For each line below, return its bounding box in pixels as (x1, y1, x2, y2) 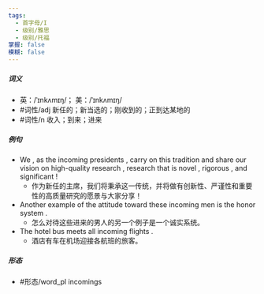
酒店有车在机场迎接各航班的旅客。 (31, 236, 143, 245)
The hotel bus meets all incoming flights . (19, 226, 154, 236)
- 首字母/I (15, 19, 47, 27)
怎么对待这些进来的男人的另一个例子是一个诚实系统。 (31, 217, 205, 227)
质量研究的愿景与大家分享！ (52, 190, 143, 200)
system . (19, 208, 48, 217)
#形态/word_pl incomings (19, 277, 102, 286)
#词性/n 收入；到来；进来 (19, 115, 102, 124)
